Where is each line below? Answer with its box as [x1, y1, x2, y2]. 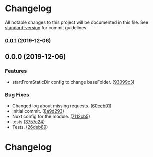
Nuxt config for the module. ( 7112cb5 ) [12, 113, 91, 119]
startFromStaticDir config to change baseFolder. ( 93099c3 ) [12, 79, 135, 85]
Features [5, 68, 27, 75]
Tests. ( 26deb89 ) [12, 124, 48, 130]
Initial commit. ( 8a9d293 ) [12, 108, 65, 114]
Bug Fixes [5, 91, 30, 98]
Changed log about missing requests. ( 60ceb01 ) [12, 103, 112, 109]
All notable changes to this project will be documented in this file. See [5, 19, 149, 25]
